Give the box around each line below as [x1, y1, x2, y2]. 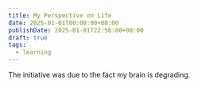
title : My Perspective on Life [8, 11, 112, 20]
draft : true [8, 33, 48, 42]
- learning [15, 48, 52, 56]
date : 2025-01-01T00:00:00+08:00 [8, 19, 119, 27]
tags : [8, 41, 26, 49]
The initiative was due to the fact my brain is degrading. [8, 70, 191, 79]
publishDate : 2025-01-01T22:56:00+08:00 [8, 26, 145, 34]
